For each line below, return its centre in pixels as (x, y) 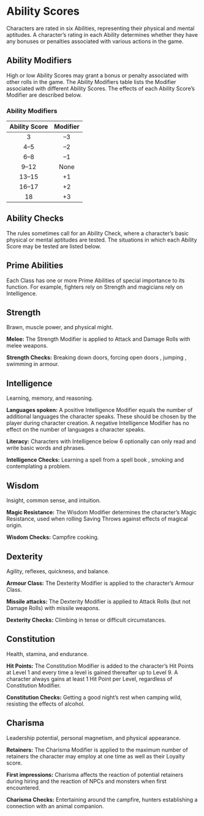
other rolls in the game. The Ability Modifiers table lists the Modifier (91, 82)
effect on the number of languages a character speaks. (76, 430)
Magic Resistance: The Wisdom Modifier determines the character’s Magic (102, 513)
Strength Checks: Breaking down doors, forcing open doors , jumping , (96, 357)
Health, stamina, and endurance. (47, 654)
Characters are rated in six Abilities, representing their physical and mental (100, 28)
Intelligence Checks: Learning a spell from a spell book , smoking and (95, 460)
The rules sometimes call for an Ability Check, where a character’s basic (97, 233)
